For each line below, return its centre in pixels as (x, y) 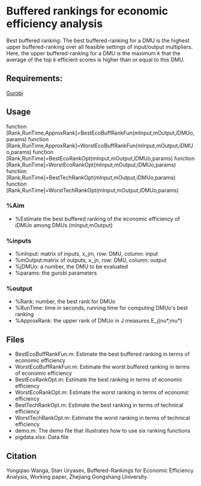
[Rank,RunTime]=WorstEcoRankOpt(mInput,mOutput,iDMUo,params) (91, 165)
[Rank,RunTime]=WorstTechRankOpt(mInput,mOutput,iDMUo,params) (92, 190)
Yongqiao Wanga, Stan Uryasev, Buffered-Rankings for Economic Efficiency (100, 470)
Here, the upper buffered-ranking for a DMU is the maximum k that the (94, 53)
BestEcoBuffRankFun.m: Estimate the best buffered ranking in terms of (102, 354)
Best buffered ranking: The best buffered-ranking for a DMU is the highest (98, 40)
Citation (22, 456)
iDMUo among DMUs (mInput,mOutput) (64, 225)
